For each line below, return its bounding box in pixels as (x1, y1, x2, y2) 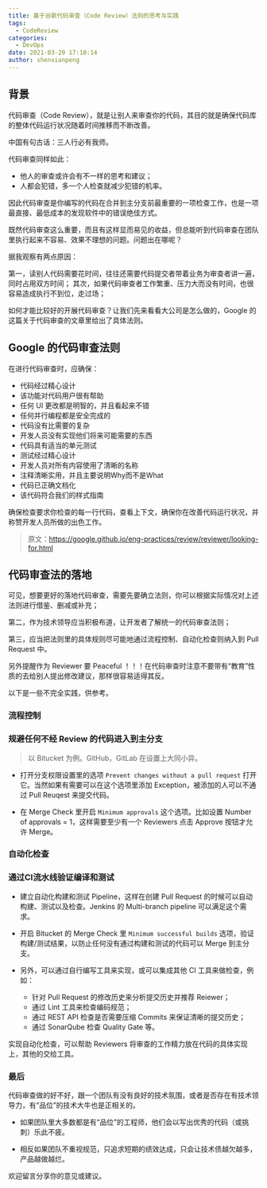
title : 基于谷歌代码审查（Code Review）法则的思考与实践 (8, 11, 179, 20)
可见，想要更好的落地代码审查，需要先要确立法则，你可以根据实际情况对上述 (8, 590, 259, 600)
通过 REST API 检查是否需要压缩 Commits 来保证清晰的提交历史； (31, 1012, 246, 1021)
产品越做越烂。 (19, 1155, 69, 1164)
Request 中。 (8, 645, 52, 654)
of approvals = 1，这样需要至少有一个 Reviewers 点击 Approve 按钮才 (19, 817, 246, 826)
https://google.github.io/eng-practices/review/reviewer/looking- (48, 534, 259, 543)
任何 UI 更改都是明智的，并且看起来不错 (19, 400, 149, 410)
